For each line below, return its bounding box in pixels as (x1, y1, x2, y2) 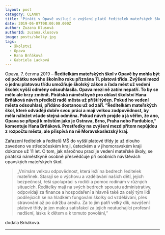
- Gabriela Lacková (9, 58, 50, 62)
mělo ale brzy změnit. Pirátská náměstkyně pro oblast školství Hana (5, 92, 146, 98)
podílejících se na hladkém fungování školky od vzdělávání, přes (17, 195, 147, 201)
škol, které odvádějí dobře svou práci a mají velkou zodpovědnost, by (5, 108, 149, 114)
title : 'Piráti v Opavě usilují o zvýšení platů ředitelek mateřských (5, 16, 153, 21)
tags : (5, 39, 16, 44)
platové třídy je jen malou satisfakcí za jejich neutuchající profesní (17, 205, 150, 211)
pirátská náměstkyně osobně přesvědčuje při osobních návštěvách (5, 153, 141, 160)
